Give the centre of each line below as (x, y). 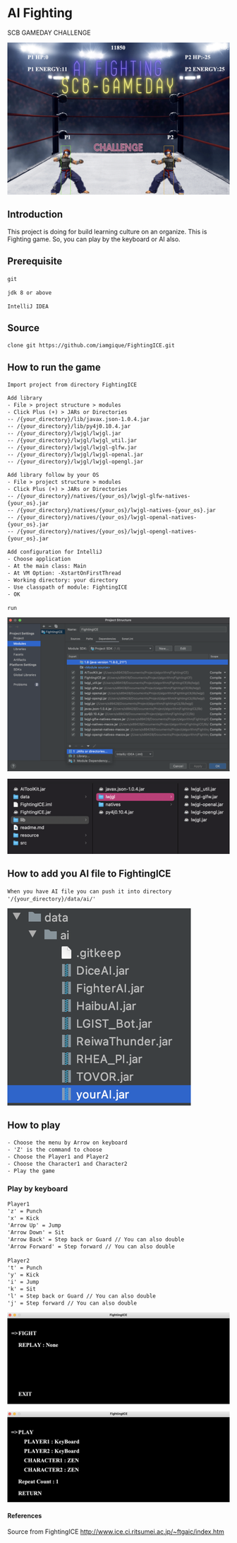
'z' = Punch (25, 1211)
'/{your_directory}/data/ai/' (52, 899)
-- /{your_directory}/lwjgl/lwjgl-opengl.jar (75, 462)
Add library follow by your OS (53, 475)
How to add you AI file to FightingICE (89, 874)
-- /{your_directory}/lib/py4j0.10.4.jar (69, 427)
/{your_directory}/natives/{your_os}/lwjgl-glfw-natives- (104, 497)
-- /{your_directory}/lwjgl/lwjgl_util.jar (72, 441)
